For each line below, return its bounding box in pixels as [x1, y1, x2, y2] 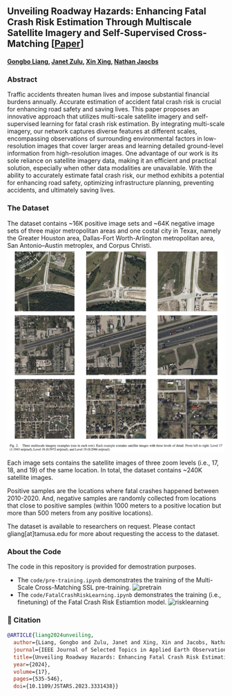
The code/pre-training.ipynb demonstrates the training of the [17, 575, 195, 584]
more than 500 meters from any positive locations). [7, 508, 153, 517]
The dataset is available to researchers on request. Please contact [7, 522, 195, 530]
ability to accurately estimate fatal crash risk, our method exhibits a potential [7, 171, 224, 179]
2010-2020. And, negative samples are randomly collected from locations [7, 494, 217, 502]
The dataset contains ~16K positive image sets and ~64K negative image [7, 219, 215, 227]
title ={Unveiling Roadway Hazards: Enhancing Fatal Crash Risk [13, 654, 199, 661]
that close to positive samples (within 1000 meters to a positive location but [7, 501, 222, 510]
